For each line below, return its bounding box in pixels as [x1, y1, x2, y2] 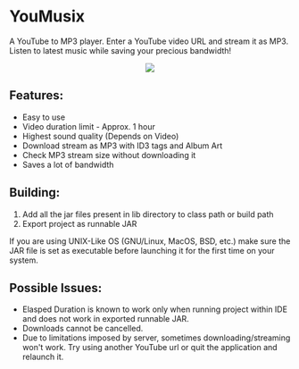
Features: [9, 88, 64, 104]
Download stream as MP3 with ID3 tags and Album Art [21, 140, 223, 151]
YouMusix [9, 6, 86, 27]
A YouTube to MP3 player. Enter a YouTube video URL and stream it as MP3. [9, 36, 288, 46]
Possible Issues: [9, 280, 103, 296]
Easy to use [21, 112, 65, 122]
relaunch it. [21, 351, 64, 363]
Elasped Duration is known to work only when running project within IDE [21, 304, 288, 314]
